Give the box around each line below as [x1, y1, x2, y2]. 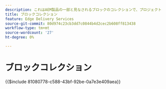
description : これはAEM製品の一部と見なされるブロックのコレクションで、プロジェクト [5, 7, 162, 12]
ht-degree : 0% [5, 35, 35, 40]
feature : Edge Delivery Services [5, 16, 74, 21]
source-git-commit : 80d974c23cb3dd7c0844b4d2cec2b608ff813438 [5, 21, 136, 26]
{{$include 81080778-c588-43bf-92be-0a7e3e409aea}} [5, 79, 121, 85]
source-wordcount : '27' [5, 30, 54, 35]
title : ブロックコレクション [5, 12, 58, 17]
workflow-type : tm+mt [5, 26, 50, 31]
